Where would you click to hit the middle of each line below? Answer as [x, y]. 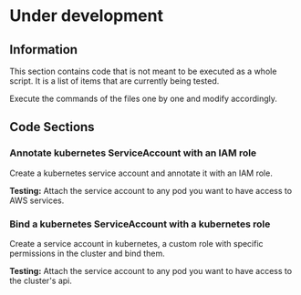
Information [44, 50]
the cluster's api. [41, 280]
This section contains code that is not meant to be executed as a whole [143, 71]
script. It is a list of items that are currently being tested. [114, 81]
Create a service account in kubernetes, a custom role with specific [136, 243]
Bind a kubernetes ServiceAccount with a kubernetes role [140, 224]
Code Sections [52, 127]
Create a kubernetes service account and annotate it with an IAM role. [141, 173]
